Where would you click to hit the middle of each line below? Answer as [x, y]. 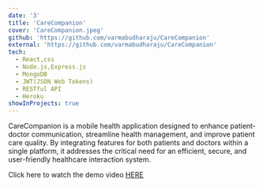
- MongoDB [31, 74]
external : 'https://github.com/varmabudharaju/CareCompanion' [113, 45]
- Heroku [30, 96]
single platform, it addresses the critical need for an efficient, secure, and [128, 151]
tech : [17, 52]
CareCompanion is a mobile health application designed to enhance [118, 126]
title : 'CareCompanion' [47, 23]
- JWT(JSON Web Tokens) [54, 81]
